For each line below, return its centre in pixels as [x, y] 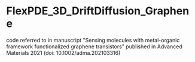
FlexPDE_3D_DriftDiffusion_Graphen [98, 11]
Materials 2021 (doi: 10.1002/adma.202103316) [63, 52]
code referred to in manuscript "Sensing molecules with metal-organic [93, 40]
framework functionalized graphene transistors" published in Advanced [94, 46]
